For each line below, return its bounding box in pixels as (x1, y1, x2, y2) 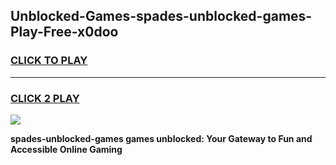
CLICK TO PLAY (10, 54, 88, 68)
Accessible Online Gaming (10, 143, 123, 155)
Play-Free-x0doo (10, 24, 119, 41)
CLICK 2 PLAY (10, 91, 80, 105)
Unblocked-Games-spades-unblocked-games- (10, 8, 313, 25)
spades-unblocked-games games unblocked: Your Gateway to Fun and (10, 132, 313, 144)
